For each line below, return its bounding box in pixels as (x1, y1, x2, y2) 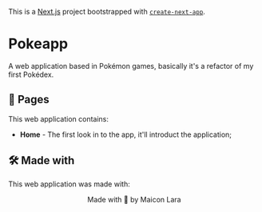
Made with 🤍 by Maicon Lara (87, 194, 181, 204)
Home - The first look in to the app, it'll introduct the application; (19, 130, 232, 139)
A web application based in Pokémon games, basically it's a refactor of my (8, 61, 254, 70)
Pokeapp (8, 35, 69, 53)
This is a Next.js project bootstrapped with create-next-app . (8, 7, 206, 16)
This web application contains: (8, 114, 109, 123)
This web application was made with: (8, 179, 130, 189)
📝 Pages (8, 93, 50, 106)
